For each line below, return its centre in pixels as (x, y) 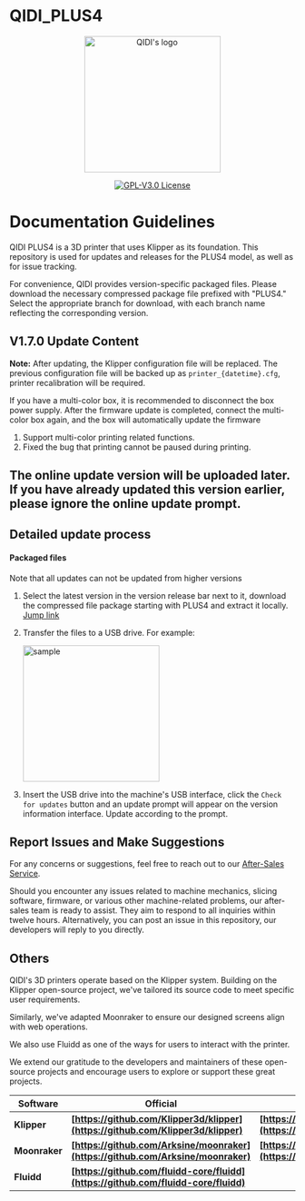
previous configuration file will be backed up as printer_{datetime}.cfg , (145, 372)
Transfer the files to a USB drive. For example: (108, 632)
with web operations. (49, 1027)
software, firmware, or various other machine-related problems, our (136, 901)
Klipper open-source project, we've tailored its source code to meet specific (152, 990)
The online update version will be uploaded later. (150, 476)
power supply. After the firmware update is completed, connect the (135, 410)
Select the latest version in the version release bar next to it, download (154, 595)
